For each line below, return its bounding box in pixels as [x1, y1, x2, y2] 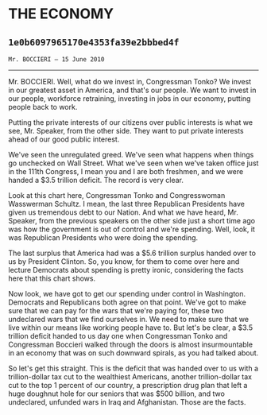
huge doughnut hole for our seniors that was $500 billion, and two [8, 389, 225, 398]
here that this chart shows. [8, 273, 96, 283]
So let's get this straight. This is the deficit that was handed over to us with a [8, 363, 259, 373]
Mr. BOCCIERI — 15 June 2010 [8, 56, 105, 64]
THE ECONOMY [8, 5, 114, 23]
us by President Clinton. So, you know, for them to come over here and [8, 257, 240, 266]
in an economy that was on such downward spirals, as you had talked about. [8, 348, 259, 358]
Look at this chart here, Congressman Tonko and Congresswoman [8, 191, 226, 200]
